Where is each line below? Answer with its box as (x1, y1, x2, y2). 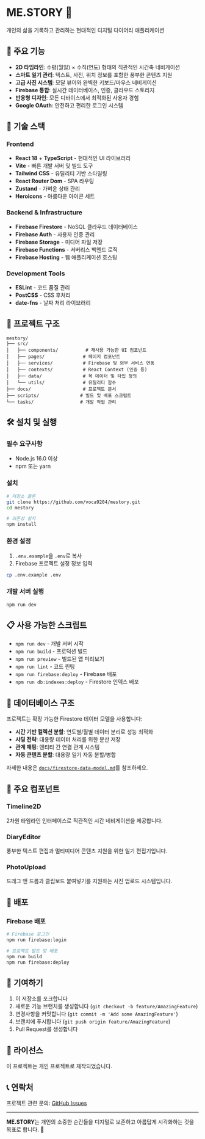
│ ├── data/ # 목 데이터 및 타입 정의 (6, 373, 137, 379)
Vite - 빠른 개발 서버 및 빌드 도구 (15, 162, 93, 170)
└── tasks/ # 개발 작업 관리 (6, 399, 117, 405)
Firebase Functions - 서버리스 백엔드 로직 (15, 246, 118, 253)
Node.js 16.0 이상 (15, 454, 58, 462)
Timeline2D (6, 802, 41, 811)
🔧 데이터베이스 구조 (6, 697, 75, 708)
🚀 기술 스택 (6, 122, 46, 132)
